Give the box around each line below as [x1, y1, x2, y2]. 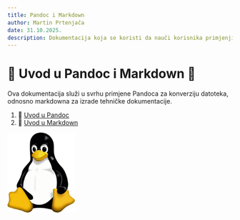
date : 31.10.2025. [7, 26, 62, 34]
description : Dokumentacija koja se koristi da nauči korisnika [7, 34, 203, 41]
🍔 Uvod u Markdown [17, 119, 79, 127]
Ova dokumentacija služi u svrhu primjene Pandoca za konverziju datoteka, [7, 89, 229, 98]
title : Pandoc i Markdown [7, 11, 84, 19]
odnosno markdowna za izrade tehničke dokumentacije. [7, 97, 173, 106]
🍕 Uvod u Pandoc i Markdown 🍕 [7, 66, 196, 82]
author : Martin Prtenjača [7, 19, 84, 26]
